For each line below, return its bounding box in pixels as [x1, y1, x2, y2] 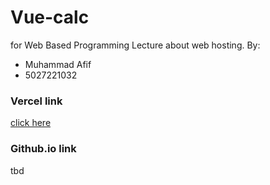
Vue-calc [10, 6, 90, 29]
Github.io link [10, 142, 77, 156]
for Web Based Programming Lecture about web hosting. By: [10, 39, 261, 51]
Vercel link [10, 94, 63, 108]
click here [10, 117, 52, 129]
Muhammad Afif [24, 58, 92, 70]
